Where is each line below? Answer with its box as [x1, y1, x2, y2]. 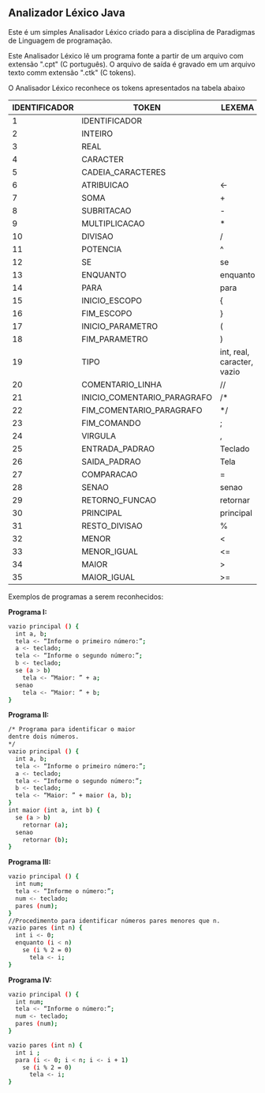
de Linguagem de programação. [8, 36, 113, 45]
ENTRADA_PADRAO [81, 443, 155, 454]
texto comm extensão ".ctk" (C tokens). [8, 67, 136, 77]
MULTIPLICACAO [81, 217, 145, 228]
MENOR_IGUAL [81, 545, 139, 556]
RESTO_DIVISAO [81, 520, 144, 531]
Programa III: [8, 857, 51, 867]
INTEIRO [81, 128, 113, 139]
